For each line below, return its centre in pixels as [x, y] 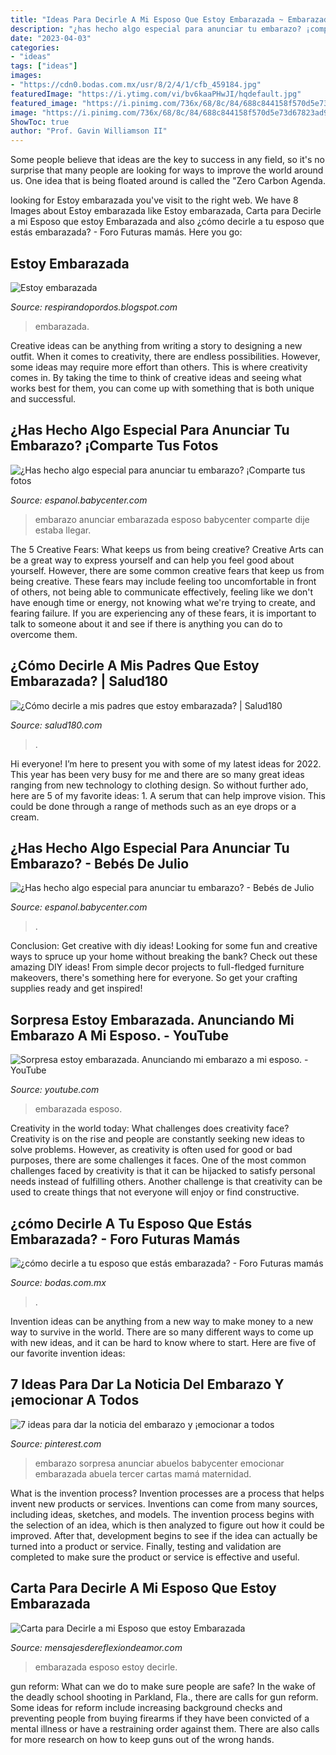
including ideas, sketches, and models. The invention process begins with [162, 1514]
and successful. [43, 398]
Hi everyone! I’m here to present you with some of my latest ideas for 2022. [166, 763]
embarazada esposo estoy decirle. [106, 1667]
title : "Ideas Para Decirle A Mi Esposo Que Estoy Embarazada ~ [147, 19]
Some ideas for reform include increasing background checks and [146, 1707]
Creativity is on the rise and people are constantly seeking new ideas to [157, 1139]
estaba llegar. [63, 530]
